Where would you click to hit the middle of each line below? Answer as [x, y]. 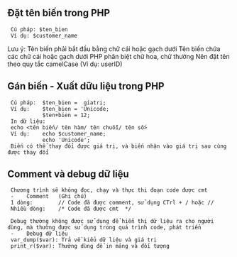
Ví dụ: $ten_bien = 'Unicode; [60, 109]
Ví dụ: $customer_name [44, 35]
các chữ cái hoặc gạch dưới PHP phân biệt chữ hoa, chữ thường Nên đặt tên [119, 56]
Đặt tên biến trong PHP [59, 13]
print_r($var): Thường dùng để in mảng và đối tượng [90, 246]
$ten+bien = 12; [66, 115]
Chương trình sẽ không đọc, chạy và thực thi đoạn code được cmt [109, 190]
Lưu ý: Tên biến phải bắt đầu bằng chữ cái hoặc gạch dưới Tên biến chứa [114, 49]
